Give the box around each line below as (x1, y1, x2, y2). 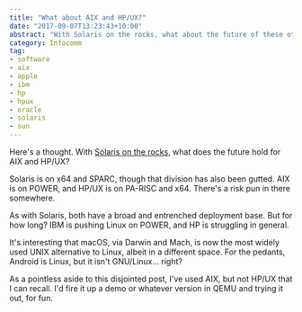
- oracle (9, 105, 42, 114)
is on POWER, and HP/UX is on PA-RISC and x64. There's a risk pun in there (9, 183, 290, 193)
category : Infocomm (9, 38, 83, 48)
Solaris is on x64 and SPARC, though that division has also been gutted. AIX (9, 174, 290, 184)
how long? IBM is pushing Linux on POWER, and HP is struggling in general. (9, 219, 289, 230)
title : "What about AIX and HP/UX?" (9, 13, 147, 22)
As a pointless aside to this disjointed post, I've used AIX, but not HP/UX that (9, 273, 293, 284)
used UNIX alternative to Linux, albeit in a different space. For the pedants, (9, 246, 286, 257)
